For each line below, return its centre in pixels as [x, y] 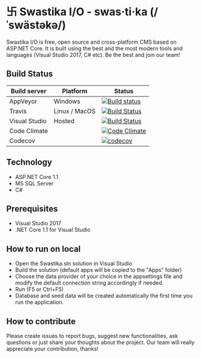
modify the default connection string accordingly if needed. [89, 283]
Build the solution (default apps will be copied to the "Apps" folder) [98, 270]
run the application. [39, 302]
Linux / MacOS [74, 111]
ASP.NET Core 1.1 [37, 177]
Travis [18, 111]
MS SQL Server [34, 183]
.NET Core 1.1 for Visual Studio [53, 230]
